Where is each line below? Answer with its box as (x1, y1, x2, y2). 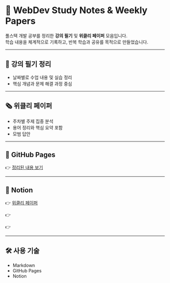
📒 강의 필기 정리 (5, 60, 52, 69)
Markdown (12, 262, 35, 268)
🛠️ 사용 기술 (5, 246, 39, 255)
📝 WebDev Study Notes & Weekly (5, 5, 148, 16)
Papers (5, 15, 36, 27)
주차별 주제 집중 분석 (12, 118, 54, 124)
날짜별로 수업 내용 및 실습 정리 (12, 74, 72, 80)
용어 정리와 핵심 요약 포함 (12, 124, 63, 130)
